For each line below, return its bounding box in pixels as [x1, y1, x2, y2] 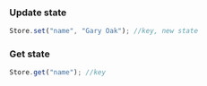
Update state [9, 6, 67, 19]
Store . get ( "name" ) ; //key [9, 68, 106, 77]
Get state [9, 47, 51, 60]
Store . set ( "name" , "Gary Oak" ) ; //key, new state [9, 27, 199, 36]
